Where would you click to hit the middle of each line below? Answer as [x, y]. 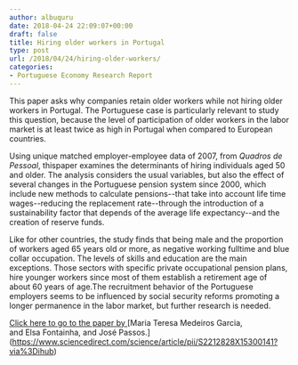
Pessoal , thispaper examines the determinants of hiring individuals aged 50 [147, 165]
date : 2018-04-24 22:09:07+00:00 [71, 26]
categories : [31, 68]
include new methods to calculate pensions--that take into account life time [148, 193]
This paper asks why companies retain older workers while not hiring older [146, 101]
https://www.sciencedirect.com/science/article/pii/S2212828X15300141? [145, 341]
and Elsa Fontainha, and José [63, 332]
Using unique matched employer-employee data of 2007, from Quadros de [146, 156]
